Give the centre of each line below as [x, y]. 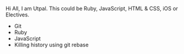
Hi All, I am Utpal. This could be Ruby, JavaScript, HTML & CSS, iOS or [92, 9]
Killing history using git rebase [51, 45]
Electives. [18, 15]
